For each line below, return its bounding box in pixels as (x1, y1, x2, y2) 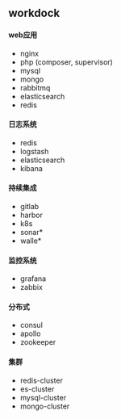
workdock (8, 6, 60, 20)
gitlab (19, 202, 40, 211)
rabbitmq (19, 82, 51, 92)
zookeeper (19, 337, 56, 347)
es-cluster (19, 383, 55, 394)
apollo (19, 329, 41, 338)
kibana (19, 163, 43, 173)
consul (19, 321, 43, 330)
